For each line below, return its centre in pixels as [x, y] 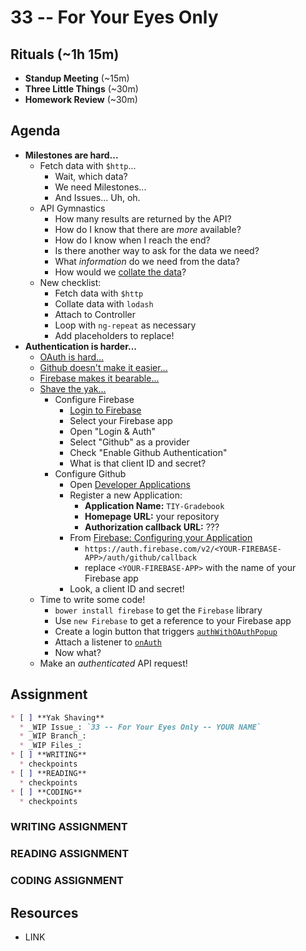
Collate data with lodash [104, 303]
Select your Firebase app [121, 420]
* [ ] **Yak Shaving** [57, 717]
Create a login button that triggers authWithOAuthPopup [166, 631]
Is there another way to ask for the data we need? [157, 250]
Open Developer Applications [130, 484]
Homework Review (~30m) [81, 99]
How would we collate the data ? [120, 272]
